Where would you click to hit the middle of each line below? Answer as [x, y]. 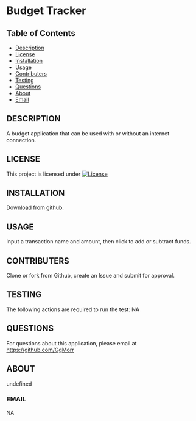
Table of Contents [41, 33]
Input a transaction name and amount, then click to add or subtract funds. [99, 242]
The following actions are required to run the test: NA [73, 309]
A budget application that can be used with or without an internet [88, 133]
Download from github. [35, 207]
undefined [19, 383]
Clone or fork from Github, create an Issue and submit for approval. [90, 276]
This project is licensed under [44, 174]
